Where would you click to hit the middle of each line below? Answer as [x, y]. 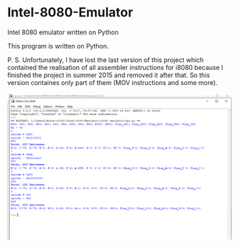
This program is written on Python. [58, 46]
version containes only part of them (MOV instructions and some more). [113, 82]
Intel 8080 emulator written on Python [63, 32]
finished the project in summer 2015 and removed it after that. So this [109, 75]
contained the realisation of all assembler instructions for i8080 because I [115, 67]
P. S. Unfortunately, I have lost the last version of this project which [106, 60]
